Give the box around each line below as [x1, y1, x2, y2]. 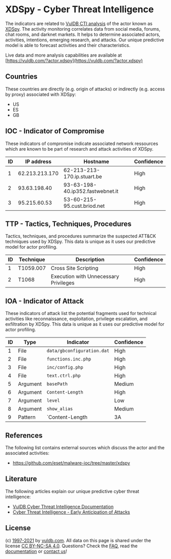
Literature [5, 475, 37, 483]
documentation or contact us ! [5, 548, 68, 554]
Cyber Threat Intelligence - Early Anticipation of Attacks [12, 509, 130, 515]
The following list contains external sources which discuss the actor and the [5, 445, 165, 450]
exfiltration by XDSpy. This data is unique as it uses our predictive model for [5, 321, 164, 327]
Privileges [50, 279, 75, 286]
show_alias [46, 406, 73, 412]
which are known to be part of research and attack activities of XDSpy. [5, 145, 154, 152]
